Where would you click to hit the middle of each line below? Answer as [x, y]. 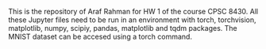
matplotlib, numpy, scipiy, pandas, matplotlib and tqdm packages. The [123, 28]
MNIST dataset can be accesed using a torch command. [100, 36]
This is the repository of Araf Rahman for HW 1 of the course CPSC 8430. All [133, 11]
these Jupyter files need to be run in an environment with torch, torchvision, [132, 20]
